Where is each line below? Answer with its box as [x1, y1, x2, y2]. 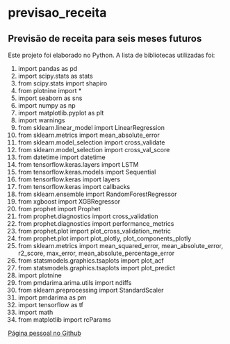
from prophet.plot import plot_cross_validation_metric [17, 227, 171, 235]
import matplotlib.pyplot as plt [17, 109, 104, 117]
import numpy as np [17, 101, 76, 109]
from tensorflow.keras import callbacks [17, 183, 131, 190]
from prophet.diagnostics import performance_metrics [17, 220, 174, 227]
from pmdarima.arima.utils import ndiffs [17, 279, 132, 286]
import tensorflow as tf [17, 301, 84, 309]
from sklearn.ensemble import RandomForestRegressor [17, 190, 177, 198]
